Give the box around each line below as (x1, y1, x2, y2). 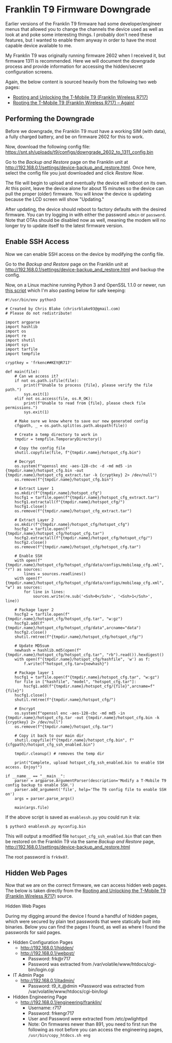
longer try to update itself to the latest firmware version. (5, 222, 124, 229)
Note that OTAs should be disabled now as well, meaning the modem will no (5, 217, 166, 223)
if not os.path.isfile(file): (14, 378, 80, 383)
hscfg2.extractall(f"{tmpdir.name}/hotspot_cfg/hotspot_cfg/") (14, 535, 153, 540)
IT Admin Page (12, 972, 45, 978)
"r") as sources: (5, 566, 43, 572)
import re (5, 333, 27, 338)
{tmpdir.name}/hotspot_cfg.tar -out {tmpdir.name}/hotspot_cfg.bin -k (5, 715, 160, 720)
